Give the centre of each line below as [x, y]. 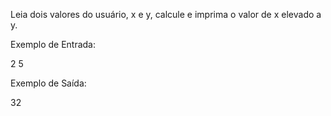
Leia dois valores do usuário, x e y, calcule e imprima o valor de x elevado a [166, 14]
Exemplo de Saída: [48, 83]
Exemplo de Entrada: [53, 44]
